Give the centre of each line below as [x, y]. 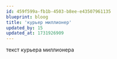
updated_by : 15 [25, 28]
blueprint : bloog [27, 17]
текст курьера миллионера [40, 50]
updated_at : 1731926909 [35, 33]
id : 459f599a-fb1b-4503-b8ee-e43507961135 [58, 11]
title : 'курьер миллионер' [39, 22]
